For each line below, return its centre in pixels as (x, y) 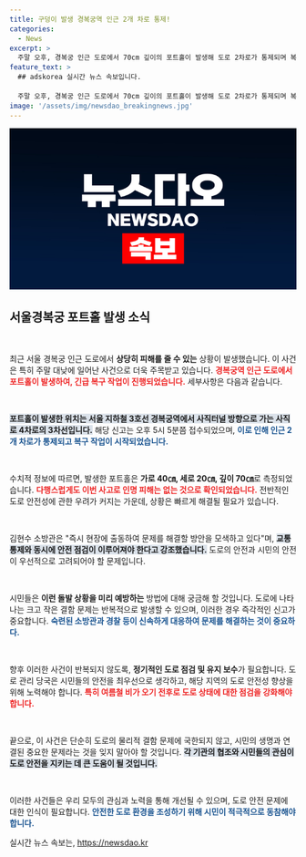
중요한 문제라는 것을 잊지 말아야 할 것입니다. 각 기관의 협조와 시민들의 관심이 (160, 751)
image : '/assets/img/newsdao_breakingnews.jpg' (102, 106)
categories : (32, 29)
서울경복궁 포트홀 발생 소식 (80, 318)
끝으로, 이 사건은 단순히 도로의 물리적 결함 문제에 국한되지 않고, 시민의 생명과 (145, 740)
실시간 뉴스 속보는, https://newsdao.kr (79, 842)
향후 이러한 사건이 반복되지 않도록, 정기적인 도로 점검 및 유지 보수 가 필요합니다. (148, 669)
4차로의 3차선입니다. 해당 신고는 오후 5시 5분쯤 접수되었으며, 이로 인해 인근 (152, 429)
